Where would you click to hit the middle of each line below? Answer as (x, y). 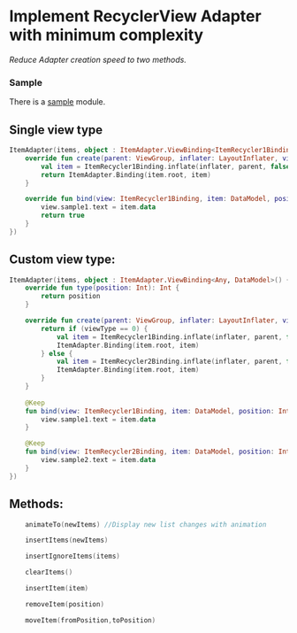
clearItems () (49, 573)
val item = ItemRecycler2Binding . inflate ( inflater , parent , (169, 362)
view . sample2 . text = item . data (99, 460)
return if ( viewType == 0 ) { (95, 328)
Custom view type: (62, 260)
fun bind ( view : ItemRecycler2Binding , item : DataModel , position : (150, 452)
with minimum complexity (107, 35)
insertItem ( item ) (57, 589)
